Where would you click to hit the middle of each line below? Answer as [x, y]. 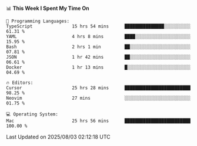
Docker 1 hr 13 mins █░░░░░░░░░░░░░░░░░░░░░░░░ [98, 67]
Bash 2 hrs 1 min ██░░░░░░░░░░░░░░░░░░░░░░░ [98, 47]
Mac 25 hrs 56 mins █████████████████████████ [98, 121]
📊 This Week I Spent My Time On [48, 8]
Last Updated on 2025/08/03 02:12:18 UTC [58, 137]
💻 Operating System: [32, 114]
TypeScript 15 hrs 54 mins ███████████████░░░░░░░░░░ [98, 26]
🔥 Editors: [20, 83]
